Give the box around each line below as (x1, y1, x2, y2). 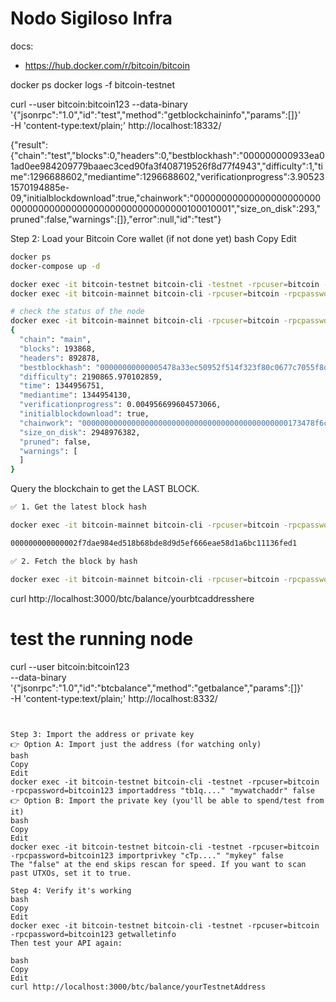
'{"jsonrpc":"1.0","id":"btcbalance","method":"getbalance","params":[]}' (10, 682, 304, 694)
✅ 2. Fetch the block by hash (10, 556, 138, 566)
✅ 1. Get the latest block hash (10, 502, 147, 512)
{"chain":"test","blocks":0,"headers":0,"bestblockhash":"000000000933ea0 (10, 149, 325, 161)
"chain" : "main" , (19, 335, 92, 345)
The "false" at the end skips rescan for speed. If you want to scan (10, 859, 307, 869)
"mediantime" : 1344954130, (19, 390, 132, 401)
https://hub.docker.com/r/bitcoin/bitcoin (24, 59, 190, 71)
